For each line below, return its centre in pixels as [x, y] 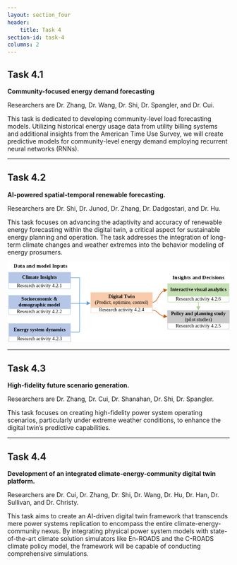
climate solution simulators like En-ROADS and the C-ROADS [126, 539]
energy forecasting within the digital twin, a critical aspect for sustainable [114, 229]
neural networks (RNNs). [43, 148]
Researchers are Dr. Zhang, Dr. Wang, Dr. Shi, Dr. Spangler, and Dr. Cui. [111, 105]
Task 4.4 [27, 456]
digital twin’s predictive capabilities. [59, 428]
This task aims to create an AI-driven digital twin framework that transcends [117, 516]
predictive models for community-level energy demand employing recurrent [117, 141]
